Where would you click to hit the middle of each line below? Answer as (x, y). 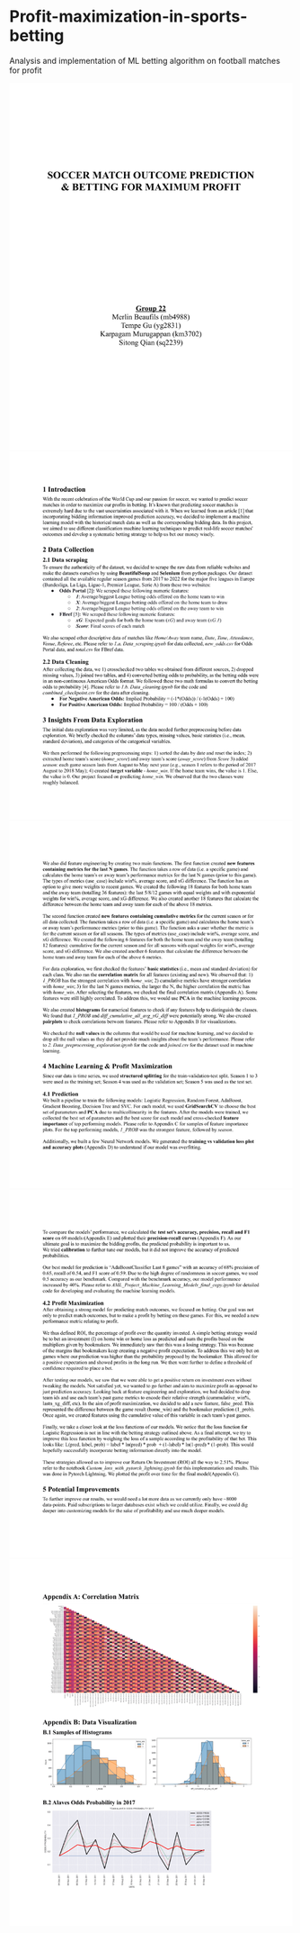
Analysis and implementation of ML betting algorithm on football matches (145, 60)
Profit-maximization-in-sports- (128, 17)
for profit (26, 70)
